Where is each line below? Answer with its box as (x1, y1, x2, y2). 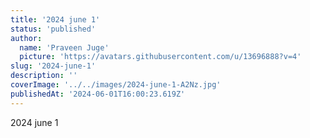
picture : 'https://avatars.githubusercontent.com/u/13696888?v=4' (19, 52, 302, 62)
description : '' (10, 71, 78, 81)
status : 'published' (10, 24, 97, 34)
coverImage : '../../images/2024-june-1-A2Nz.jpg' (10, 80, 222, 90)
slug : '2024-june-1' (10, 61, 97, 71)
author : (10, 33, 43, 43)
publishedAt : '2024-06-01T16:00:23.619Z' (10, 89, 186, 99)
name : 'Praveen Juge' (19, 42, 110, 53)
